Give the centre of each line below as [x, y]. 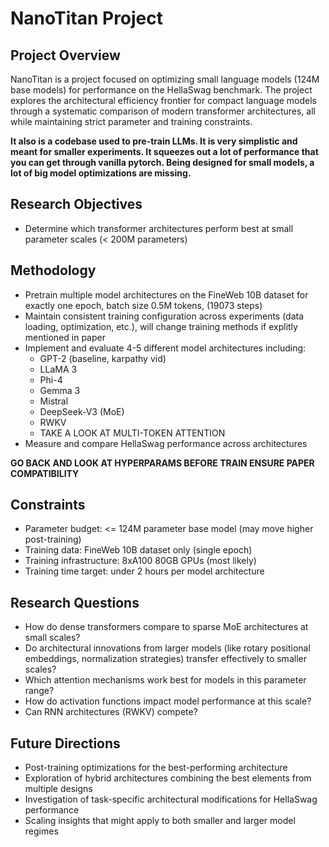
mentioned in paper [65, 337]
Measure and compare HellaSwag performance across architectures [166, 443]
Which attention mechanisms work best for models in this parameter [165, 680]
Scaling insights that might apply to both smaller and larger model [160, 821]
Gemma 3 [60, 390]
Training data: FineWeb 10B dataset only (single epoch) [138, 550]
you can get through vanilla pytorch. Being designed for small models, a [162, 162]
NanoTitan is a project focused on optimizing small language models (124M [165, 79]
